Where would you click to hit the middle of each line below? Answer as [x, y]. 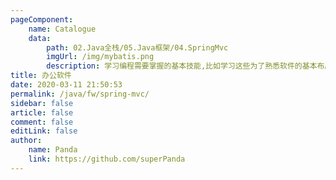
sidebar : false [42, 103]
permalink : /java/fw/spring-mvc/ [80, 94]
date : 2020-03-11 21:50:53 [66, 85]
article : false [42, 112]
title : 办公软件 [41, 76]
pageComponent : [42, 19]
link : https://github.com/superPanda [107, 159]
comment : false [42, 122]
